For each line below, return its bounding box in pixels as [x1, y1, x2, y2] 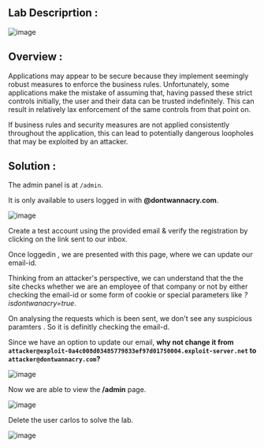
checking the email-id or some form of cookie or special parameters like [8, 290, 243, 300]
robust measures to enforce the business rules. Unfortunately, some [8, 79, 230, 89]
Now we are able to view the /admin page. [8, 385, 147, 394]
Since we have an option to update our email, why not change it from [8, 338, 234, 347]
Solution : [8, 159, 57, 173]
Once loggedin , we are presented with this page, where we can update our [8, 250, 254, 259]
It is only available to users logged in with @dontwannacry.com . [8, 196, 219, 205]
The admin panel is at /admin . [8, 181, 104, 190]
